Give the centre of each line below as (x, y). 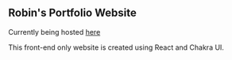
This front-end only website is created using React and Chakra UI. (116, 47)
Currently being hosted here (54, 32)
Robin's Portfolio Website (72, 13)
